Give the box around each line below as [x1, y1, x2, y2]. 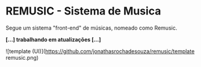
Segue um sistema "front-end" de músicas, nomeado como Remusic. [5, 24, 178, 31]
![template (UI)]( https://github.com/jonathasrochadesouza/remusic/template [5, 47, 195, 55]
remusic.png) [5, 54, 39, 61]
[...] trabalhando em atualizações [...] [5, 36, 101, 43]
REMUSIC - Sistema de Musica [5, 4, 161, 18]
